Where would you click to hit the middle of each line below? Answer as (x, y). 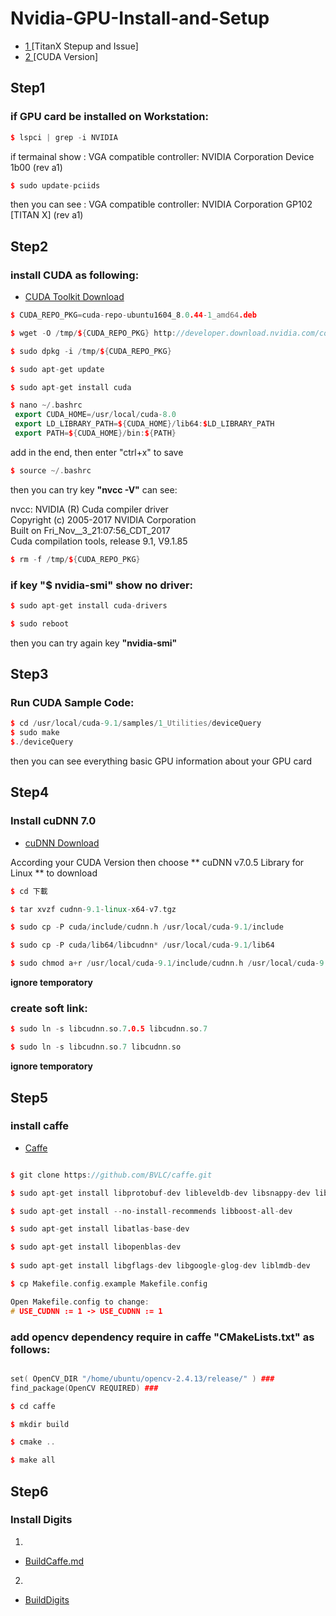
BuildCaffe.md (54, 1561)
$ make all (33, 1460)
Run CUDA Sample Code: (72, 703)
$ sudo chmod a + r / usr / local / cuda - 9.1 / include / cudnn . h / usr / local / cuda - (165, 963)
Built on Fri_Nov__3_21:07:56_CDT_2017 (90, 530)
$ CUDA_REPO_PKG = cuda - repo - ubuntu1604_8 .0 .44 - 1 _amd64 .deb (133, 315)
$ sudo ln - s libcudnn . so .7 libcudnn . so (96, 1047)
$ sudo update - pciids (55, 185)
